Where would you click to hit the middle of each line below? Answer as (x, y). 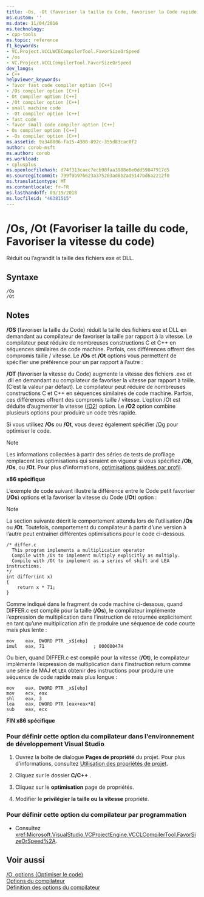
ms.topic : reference (32, 40)
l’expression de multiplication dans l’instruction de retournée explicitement (99, 617)
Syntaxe (22, 277)
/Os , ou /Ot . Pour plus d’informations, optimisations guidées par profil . (94, 467)
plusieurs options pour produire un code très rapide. (72, 413)
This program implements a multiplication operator (79, 551)
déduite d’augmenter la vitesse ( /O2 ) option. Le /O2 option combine (91, 406)
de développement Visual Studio (55, 744)
